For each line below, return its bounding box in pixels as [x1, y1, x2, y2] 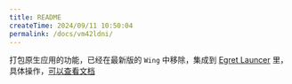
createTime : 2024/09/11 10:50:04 [9, 21, 134, 30]
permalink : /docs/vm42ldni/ [9, 29, 114, 38]
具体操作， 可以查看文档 [9, 65, 95, 76]
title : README [9, 12, 62, 22]
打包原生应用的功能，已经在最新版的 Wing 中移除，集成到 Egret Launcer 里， [9, 55, 288, 65]
